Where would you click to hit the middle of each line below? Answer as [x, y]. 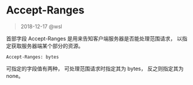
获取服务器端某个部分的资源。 [47, 46]
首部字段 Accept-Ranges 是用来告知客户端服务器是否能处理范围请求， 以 [94, 38]
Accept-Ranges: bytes [33, 57]
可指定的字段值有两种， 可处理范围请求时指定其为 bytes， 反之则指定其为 [95, 69]
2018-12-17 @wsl [41, 26]
